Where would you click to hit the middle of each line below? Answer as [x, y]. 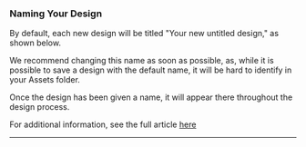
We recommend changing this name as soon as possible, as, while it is [142, 61]
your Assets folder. [45, 80]
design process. [40, 107]
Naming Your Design [56, 14]
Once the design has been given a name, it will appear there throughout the [151, 97]
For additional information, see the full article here [103, 124]
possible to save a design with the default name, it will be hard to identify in [151, 70]
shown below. [36, 43]
